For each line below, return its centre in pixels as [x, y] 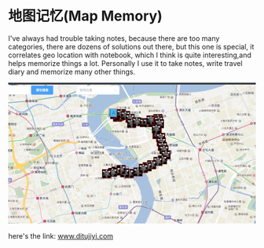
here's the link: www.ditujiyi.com [61, 235]
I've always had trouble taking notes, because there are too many [114, 38]
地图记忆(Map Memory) [85, 16]
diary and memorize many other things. [72, 71]
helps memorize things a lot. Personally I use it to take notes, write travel [125, 63]
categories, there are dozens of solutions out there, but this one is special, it [131, 46]
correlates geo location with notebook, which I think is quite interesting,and [130, 55]
